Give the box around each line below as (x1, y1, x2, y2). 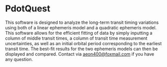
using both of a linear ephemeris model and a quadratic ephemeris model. (5, 24, 157, 30)
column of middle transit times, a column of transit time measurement (5, 35, 148, 41)
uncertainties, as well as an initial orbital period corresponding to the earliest (5, 40, 162, 46)
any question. (5, 56, 33, 62)
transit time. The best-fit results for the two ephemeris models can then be (5, 46, 158, 52)
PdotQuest (5, 3, 51, 14)
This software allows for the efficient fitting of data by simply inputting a (5, 30, 153, 36)
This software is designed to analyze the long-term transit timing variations (5, 19, 159, 25)
